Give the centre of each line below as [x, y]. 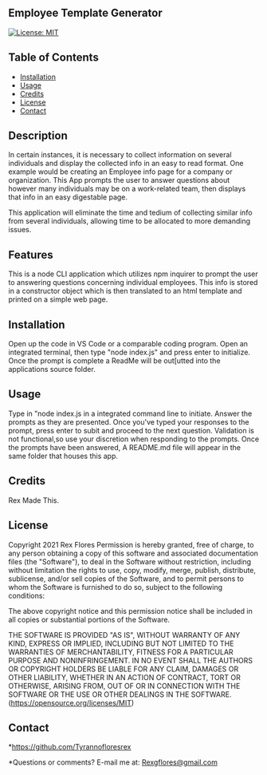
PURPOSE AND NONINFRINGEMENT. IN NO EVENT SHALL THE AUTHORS [131, 660]
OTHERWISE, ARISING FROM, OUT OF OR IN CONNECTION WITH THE [124, 686]
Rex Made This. [34, 500]
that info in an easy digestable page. [68, 197]
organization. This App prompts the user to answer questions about [119, 180]
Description [38, 136]
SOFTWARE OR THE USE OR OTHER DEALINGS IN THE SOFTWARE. [120, 694]
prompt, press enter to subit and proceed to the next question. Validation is [132, 430]
